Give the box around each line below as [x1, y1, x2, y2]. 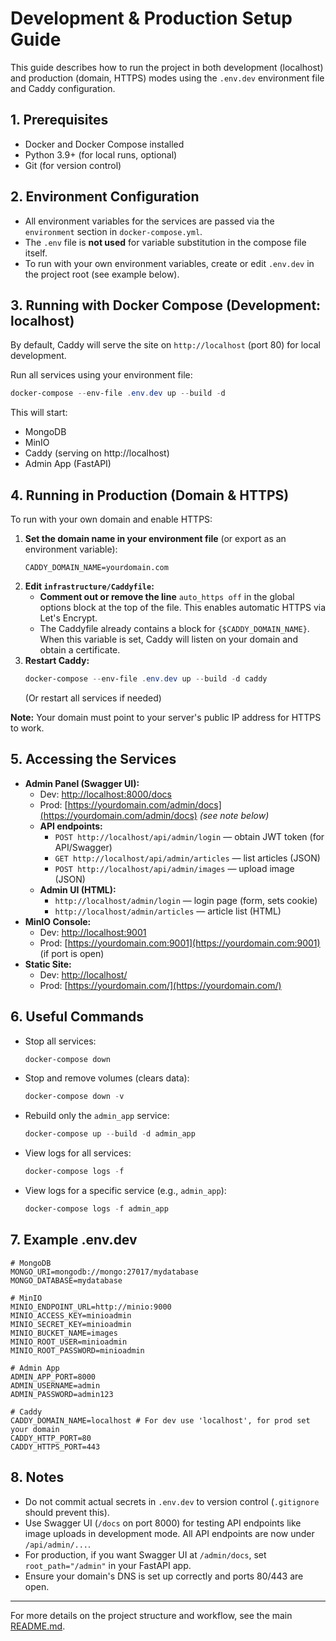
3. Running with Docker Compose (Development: [10, 297, 322, 314]
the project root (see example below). [24, 268, 180, 280]
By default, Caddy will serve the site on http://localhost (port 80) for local [10, 339, 321, 351]
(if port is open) [39, 947, 105, 959]
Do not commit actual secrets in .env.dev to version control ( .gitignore [24, 1495, 320, 1507]
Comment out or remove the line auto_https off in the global [39, 591, 295, 603]
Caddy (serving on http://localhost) [24, 447, 170, 459]
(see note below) [199, 809, 270, 821]
